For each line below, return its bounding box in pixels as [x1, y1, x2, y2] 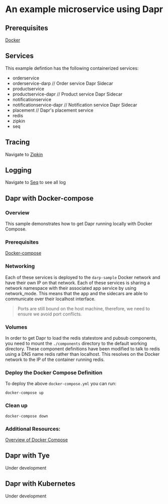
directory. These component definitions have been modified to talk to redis [5, 346, 160, 352]
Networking [5, 263, 35, 270]
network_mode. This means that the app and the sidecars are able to [5, 290, 148, 296]
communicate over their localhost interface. [5, 296, 96, 302]
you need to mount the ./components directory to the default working [5, 340, 147, 347]
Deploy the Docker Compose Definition [5, 369, 103, 376]
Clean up [5, 402, 28, 409]
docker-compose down [5, 414, 49, 419]
